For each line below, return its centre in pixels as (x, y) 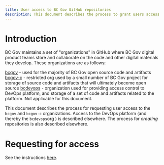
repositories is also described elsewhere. (47, 124)
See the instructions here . (31, 158)
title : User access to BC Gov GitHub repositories (58, 10)
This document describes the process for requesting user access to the (78, 108)
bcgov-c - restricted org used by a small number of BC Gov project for (77, 78)
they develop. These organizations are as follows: (55, 63)
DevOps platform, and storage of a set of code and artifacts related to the (80, 93)
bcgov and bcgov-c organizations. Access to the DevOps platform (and (76, 114)
